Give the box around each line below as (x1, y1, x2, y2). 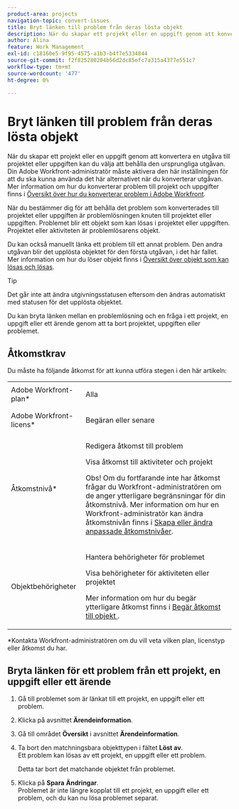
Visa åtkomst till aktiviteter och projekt (85, 457, 213, 467)
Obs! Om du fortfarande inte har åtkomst (85, 473, 221, 483)
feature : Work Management (7, 43, 84, 51)
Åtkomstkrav (7, 347, 66, 359)
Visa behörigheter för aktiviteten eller (85, 569, 210, 578)
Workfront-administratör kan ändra (85, 509, 204, 519)
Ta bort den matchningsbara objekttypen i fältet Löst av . (17, 743, 184, 751)
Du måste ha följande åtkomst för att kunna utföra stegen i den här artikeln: (7, 366, 228, 375)
